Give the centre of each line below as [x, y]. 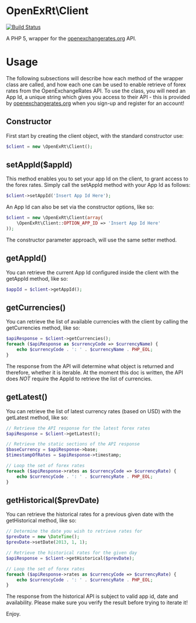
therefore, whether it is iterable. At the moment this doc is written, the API [94, 372]
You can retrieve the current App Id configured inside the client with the [92, 272]
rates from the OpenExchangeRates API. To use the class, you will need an [96, 91]
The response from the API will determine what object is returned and [90, 366]
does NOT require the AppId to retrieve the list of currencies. [79, 379]
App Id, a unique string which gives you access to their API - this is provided [98, 97]
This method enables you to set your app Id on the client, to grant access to [97, 179]
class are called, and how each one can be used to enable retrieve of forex [96, 84]
